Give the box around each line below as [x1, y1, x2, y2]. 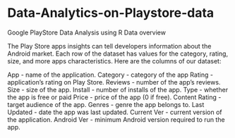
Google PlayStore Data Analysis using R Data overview [7, 28, 166, 37]
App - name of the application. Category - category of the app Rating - [7, 70, 214, 79]
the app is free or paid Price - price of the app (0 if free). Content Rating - [7, 93, 222, 101]
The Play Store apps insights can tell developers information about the [7, 42, 212, 50]
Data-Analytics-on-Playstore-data [7, 5, 215, 21]
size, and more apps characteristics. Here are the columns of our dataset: [7, 56, 222, 65]
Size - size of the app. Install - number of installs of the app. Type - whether [7, 85, 228, 94]
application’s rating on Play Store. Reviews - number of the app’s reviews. [7, 77, 221, 86]
